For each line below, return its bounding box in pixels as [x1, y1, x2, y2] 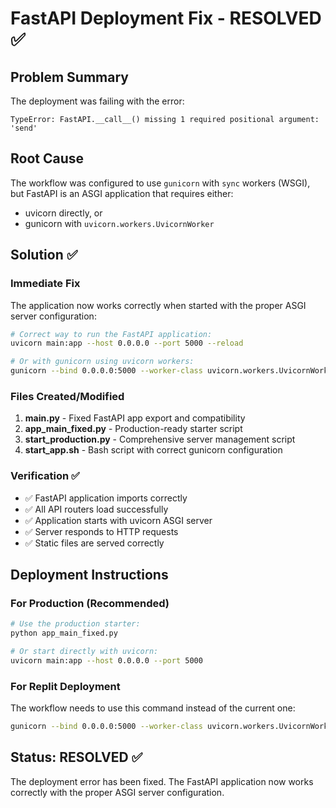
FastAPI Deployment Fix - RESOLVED [10, 7, 322, 30]
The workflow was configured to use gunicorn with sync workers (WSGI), [10, 177, 311, 189]
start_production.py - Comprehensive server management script [24, 433, 296, 446]
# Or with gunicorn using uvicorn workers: [10, 357, 195, 367]
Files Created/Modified [10, 389, 125, 403]
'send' [10, 123, 38, 133]
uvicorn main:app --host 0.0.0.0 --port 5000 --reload [10, 338, 244, 349]
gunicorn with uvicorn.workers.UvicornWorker [24, 217, 215, 229]
